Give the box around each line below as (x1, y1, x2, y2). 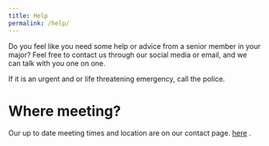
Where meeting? (8, 102, 122, 120)
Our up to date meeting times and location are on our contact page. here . (8, 128, 251, 138)
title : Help (8, 11, 48, 20)
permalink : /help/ (8, 19, 70, 27)
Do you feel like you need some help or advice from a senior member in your (8, 41, 261, 51)
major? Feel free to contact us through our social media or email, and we (8, 50, 247, 59)
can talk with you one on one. (8, 58, 106, 68)
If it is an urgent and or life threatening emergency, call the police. (8, 74, 226, 83)
